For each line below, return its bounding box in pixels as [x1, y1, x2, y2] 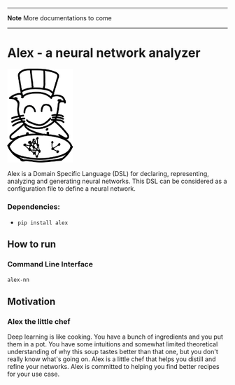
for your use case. [7, 370, 60, 379]
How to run [7, 238, 57, 250]
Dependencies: [7, 202, 61, 212]
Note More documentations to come [7, 14, 112, 22]
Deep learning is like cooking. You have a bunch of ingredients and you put [7, 332, 224, 341]
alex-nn [7, 276, 30, 284]
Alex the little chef [7, 316, 71, 326]
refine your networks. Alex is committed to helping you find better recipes [7, 363, 220, 371]
